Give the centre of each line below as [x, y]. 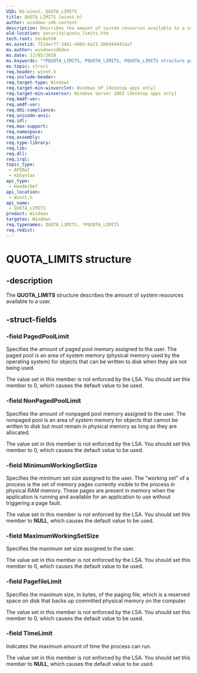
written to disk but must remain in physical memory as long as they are [91, 426]
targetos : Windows [28, 219]
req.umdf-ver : [23, 104]
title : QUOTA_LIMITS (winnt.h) [44, 17]
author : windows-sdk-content [42, 22]
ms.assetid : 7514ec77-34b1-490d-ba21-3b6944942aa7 [69, 45]
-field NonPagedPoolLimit [44, 401]
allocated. [18, 432]
